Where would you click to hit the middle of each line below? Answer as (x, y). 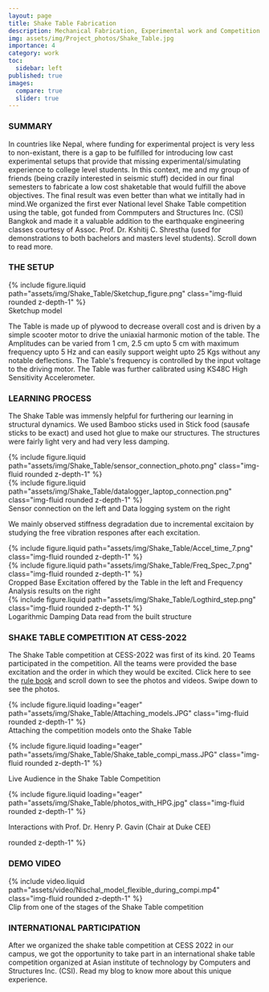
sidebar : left (39, 68)
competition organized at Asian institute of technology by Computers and (129, 962)
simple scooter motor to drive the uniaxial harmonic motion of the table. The (134, 334)
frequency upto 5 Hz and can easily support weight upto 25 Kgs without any (134, 352)
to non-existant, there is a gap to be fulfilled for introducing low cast (121, 152)
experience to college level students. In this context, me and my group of (129, 169)
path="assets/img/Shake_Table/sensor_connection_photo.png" (113, 466)
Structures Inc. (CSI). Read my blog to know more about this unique (120, 971)
